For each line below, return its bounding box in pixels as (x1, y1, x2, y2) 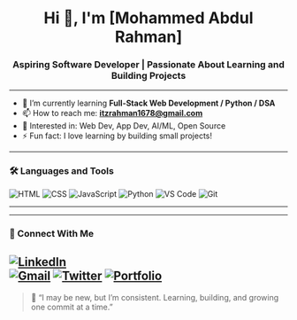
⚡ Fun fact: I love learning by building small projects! (21, 130, 213, 141)
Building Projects (110, 70, 187, 82)
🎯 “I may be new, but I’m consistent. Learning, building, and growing (30, 292, 279, 302)
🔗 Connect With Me (9, 227, 95, 239)
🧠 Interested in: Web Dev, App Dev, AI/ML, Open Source (21, 121, 226, 131)
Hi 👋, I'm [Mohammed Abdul (43, 8, 254, 28)
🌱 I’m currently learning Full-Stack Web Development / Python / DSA (21, 98, 276, 109)
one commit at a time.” (30, 301, 113, 312)
